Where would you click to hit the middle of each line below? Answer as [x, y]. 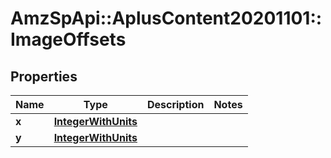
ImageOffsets [68, 39]
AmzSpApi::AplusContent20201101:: [166, 18]
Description [175, 104]
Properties [44, 76]
